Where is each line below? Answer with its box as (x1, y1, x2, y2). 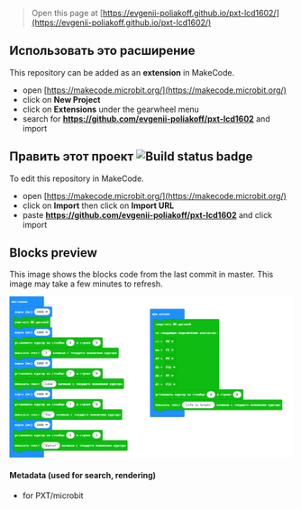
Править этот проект (9, 149, 134, 165)
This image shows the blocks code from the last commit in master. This (9, 269, 274, 280)
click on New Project (22, 94, 101, 105)
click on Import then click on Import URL (22, 200, 175, 211)
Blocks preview (9, 245, 97, 260)
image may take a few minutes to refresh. (9, 278, 163, 289)
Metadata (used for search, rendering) (9, 469, 156, 480)
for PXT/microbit (22, 490, 84, 501)
